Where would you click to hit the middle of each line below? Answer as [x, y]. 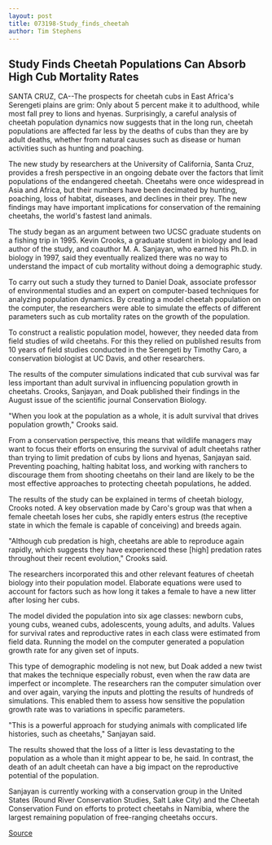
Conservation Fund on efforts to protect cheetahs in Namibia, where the [129, 809]
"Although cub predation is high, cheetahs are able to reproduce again [126, 541]
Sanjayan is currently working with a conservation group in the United [125, 791]
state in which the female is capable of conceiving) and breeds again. [125, 525]
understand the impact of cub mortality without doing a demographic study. [136, 266]
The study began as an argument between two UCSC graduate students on [135, 232]
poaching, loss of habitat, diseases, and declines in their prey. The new [127, 199]
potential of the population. [54, 776]
